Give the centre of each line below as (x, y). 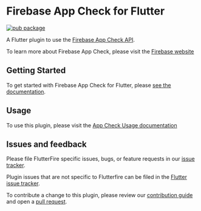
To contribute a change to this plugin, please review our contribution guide (100, 195)
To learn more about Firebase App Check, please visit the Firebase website (100, 51)
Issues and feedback (46, 144)
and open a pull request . (37, 202)
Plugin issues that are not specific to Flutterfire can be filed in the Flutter (97, 177)
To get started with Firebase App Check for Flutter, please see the (89, 85)
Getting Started (36, 71)
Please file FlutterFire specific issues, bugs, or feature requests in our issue (101, 159)
